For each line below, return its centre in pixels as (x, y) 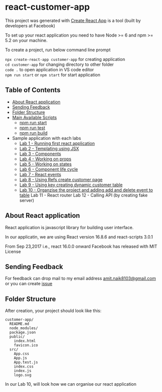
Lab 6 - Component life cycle (49, 169)
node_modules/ (24, 328)
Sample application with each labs (47, 138)
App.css (21, 354)
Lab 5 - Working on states (45, 164)
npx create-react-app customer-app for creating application (65, 59)
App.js (20, 358)
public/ (17, 337)
